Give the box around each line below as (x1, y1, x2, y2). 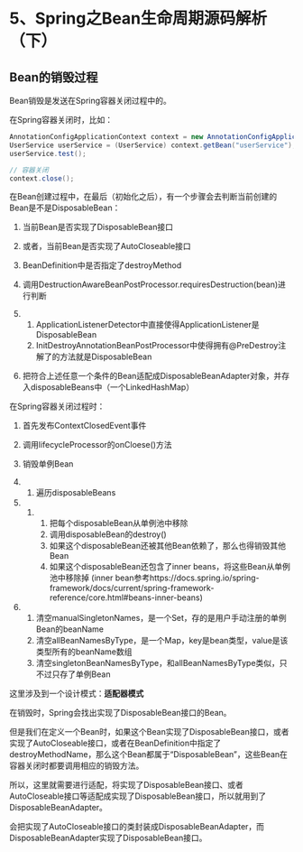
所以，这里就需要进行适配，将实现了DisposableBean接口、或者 (9, 780, 243, 791)
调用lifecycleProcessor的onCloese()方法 (22, 440, 172, 450)
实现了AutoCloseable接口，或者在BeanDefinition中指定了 (9, 737, 222, 749)
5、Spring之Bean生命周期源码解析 (9, 8, 268, 29)
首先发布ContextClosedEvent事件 (22, 421, 147, 431)
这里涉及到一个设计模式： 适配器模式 (9, 688, 144, 699)
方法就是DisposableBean (60, 351, 152, 362)
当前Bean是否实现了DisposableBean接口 (22, 222, 174, 233)
